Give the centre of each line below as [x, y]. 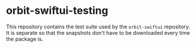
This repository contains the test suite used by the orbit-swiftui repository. [98, 27]
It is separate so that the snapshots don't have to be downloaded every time [98, 32]
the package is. [25, 39]
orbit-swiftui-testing [57, 11]
